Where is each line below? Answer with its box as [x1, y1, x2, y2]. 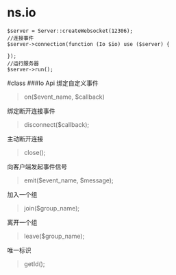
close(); [23, 148, 46, 156]
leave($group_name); [23, 232, 85, 240]
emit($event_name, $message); [23, 176, 114, 184]
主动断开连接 [7, 134, 43, 143]
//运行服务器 [7, 60, 39, 67]
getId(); [23, 259, 45, 268]
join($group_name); [23, 204, 80, 212]
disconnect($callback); [23, 120, 90, 128]
